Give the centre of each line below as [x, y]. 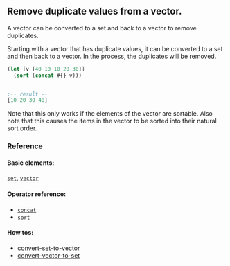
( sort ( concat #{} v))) [47, 76]
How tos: [20, 233]
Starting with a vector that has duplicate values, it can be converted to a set [115, 48]
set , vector [23, 178]
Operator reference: [37, 194]
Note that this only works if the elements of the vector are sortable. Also [110, 114]
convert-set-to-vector [48, 248]
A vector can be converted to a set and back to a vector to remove [102, 28]
